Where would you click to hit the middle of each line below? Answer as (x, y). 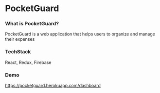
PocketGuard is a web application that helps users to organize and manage (80, 34)
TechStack (18, 52)
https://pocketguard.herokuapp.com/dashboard (53, 86)
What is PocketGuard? (32, 24)
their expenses (20, 39)
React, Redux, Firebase (28, 62)
